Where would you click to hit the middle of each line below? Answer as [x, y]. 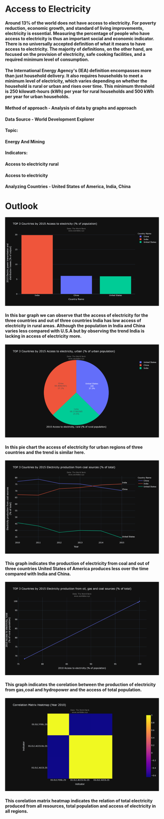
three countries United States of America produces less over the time [77, 568]
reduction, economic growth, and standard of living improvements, [74, 28]
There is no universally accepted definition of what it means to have [75, 44]
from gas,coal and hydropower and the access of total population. [73, 690]
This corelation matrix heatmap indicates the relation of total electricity [79, 800]
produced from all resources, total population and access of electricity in [81, 806]
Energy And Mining [25, 141]
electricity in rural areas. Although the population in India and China [75, 326]
